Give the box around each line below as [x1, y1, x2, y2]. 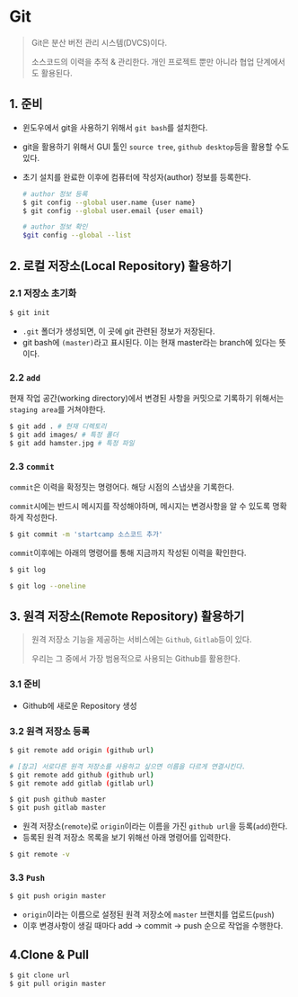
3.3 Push [9, 871, 46, 884]
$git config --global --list [22, 231, 132, 240]
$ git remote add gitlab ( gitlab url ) [9, 778, 154, 788]
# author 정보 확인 [22, 222, 88, 231]
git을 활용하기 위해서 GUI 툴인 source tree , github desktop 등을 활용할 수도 [22, 141, 290, 152]
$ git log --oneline [9, 581, 87, 590]
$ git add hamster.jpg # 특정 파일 [9, 438, 135, 447]
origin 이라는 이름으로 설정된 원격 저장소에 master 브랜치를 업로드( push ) [22, 909, 276, 920]
